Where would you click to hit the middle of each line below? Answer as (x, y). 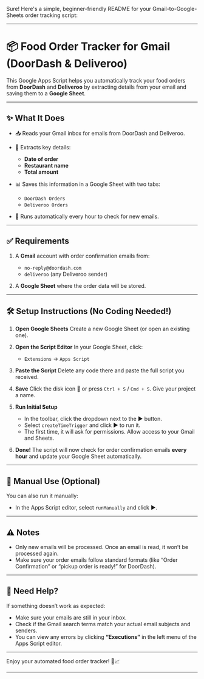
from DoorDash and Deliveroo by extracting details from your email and (97, 87)
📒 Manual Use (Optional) (53, 481)
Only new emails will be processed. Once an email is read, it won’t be (102, 547)
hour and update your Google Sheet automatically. (78, 456)
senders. (26, 630)
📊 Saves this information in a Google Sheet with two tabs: (88, 184)
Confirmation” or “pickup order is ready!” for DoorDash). (86, 566)
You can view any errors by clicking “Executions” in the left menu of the (106, 636)
